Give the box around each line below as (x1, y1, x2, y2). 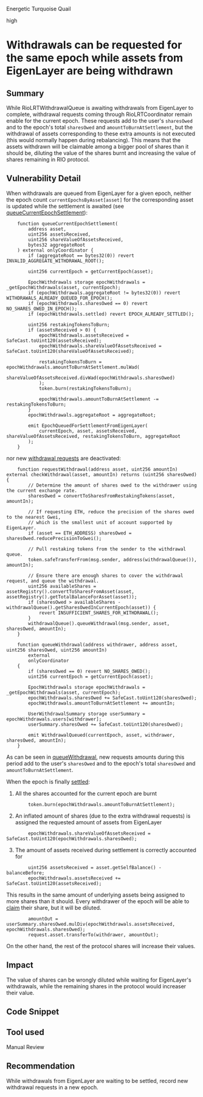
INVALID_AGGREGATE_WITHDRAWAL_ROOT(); (6, 258, 105, 264)
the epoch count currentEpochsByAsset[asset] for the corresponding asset (6, 196, 194, 203)
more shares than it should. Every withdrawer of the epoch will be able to (6, 897, 190, 904)
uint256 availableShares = (28, 583, 97, 589)
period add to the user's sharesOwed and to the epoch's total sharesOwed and (6, 759, 196, 767)
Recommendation (6, 1061, 75, 1071)
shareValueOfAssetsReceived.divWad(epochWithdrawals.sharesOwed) (6, 375, 175, 381)
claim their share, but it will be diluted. (6, 904, 101, 911)
